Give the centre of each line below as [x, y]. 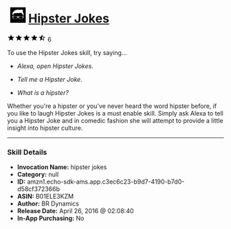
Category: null [38, 175]
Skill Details [27, 152]
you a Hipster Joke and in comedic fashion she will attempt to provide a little [115, 120]
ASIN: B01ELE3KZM [45, 197]
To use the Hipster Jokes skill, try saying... [67, 52]
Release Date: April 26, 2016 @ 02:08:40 [75, 211]
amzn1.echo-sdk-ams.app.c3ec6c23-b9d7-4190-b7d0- [106, 182]
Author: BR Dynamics [48, 204]
